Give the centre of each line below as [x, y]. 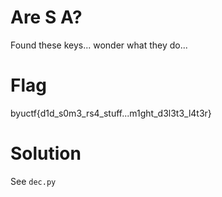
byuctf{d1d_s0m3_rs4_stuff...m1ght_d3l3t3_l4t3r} [111, 113]
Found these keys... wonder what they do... [99, 45]
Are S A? [46, 17]
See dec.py [33, 181]
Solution [46, 153]
